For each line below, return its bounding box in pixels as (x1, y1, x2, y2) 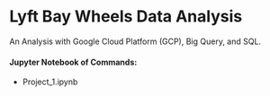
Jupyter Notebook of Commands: (9, 57, 138, 67)
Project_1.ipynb (22, 76, 78, 87)
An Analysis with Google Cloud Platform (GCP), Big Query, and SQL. (9, 36, 262, 47)
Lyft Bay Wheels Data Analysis (9, 6, 243, 27)
